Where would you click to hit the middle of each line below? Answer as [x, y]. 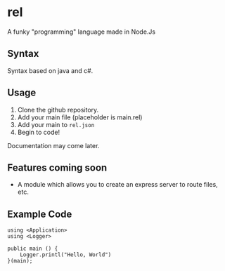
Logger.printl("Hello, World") [66, 255]
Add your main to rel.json [56, 124]
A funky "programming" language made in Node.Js [82, 32]
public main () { [33, 249]
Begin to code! [39, 132]
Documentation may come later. [53, 145]
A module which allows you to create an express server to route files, [117, 185]
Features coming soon [57, 167]
